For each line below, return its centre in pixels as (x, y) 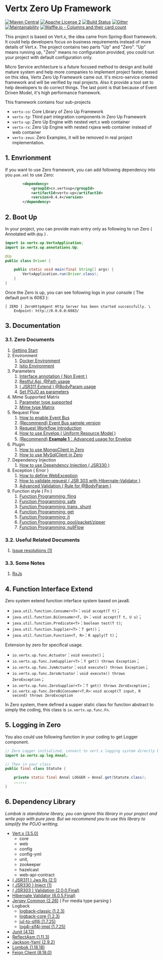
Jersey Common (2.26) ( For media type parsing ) (62, 901)
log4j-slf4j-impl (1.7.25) (42, 926)
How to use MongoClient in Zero (52, 449)
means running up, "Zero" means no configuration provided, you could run (80, 52)
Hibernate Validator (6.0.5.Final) (44, 895)
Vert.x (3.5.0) (25, 833)
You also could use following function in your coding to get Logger (72, 737)
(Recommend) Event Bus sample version (60, 422)
